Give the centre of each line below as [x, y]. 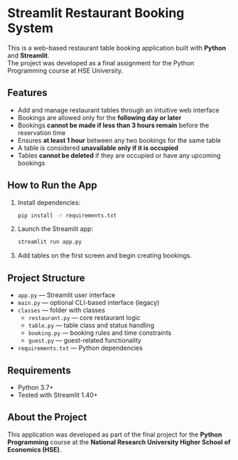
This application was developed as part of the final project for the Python [115, 434]
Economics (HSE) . [34, 449]
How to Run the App [52, 185]
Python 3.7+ [36, 387]
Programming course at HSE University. [65, 70]
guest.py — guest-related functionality [85, 341]
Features [27, 93]
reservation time [42, 132]
